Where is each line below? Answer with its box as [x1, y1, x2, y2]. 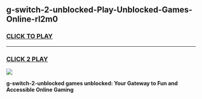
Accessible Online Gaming [6, 86, 74, 93]
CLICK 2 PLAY [6, 55, 48, 63]
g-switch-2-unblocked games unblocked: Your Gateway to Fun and [6, 79, 179, 86]
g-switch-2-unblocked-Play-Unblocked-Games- [6, 5, 193, 15]
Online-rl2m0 [6, 14, 58, 25]
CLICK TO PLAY [6, 32, 53, 41]
